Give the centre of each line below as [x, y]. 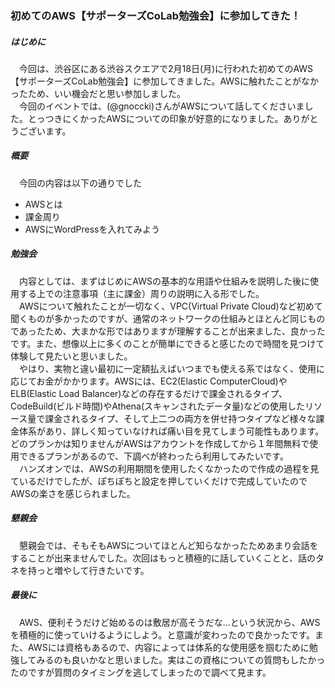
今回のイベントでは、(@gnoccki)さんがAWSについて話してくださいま [161, 106]
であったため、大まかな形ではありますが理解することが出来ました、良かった [168, 331]
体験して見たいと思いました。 [71, 356]
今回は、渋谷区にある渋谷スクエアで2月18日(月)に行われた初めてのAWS [166, 68]
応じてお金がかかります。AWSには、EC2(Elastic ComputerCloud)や [149, 381]
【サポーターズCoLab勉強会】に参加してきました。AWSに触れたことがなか [165, 81]
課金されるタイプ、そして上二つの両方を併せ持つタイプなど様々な [180, 418]
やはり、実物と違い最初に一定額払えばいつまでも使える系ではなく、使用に [172, 368]
